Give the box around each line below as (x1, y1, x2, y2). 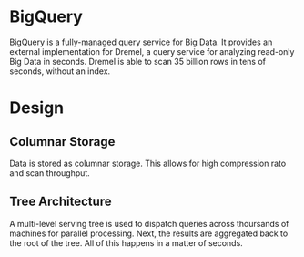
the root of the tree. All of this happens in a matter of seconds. (9, 237, 243, 248)
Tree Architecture (9, 194, 112, 210)
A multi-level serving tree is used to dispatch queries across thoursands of (9, 218, 289, 229)
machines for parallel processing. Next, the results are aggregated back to (9, 228, 289, 239)
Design (9, 98, 65, 118)
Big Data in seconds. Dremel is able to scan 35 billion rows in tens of (9, 56, 267, 67)
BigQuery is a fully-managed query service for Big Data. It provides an (9, 36, 273, 47)
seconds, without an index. (9, 66, 111, 77)
